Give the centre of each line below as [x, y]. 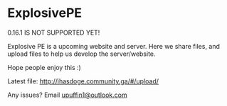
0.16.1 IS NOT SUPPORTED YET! [54, 33]
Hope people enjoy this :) [44, 67]
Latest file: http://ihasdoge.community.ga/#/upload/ [83, 81]
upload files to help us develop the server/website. [81, 54]
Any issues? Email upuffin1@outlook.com [67, 95]
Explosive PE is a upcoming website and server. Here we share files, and [114, 46]
